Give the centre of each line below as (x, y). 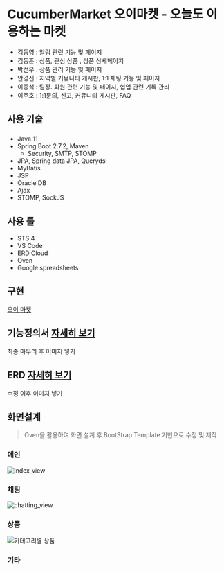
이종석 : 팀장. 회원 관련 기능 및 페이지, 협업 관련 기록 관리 (93, 87)
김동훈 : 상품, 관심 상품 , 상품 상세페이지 (71, 60)
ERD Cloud (32, 253)
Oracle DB (32, 183)
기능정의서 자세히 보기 (51, 333)
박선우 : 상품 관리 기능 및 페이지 (59, 69)
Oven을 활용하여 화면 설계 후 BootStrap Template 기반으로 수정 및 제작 (121, 435)
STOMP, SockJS (40, 197)
